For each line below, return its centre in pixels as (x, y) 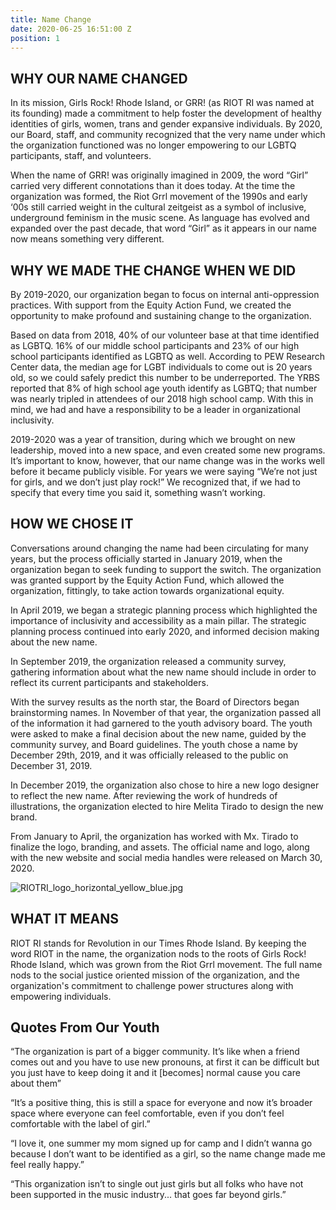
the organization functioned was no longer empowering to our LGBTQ (153, 145)
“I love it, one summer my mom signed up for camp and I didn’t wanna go (161, 1143)
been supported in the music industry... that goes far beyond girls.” (148, 1195)
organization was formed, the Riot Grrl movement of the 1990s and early (159, 197)
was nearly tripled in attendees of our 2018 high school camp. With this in (162, 399)
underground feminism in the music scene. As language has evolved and (160, 218)
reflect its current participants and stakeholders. (109, 682)
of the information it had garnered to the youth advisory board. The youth (161, 723)
